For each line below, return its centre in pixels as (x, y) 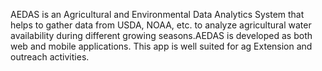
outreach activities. (50, 57)
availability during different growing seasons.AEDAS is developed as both (161, 35)
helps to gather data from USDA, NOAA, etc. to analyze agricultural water (161, 25)
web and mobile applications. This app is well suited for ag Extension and (161, 46)
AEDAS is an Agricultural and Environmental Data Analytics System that (157, 14)
